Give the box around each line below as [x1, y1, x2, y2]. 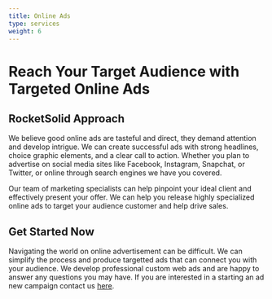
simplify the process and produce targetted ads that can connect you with [8, 255, 257, 265]
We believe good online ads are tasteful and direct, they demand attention [8, 134, 257, 143]
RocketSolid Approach [8, 112, 125, 125]
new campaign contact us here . [8, 281, 115, 291]
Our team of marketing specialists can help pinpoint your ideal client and [8, 184, 252, 194]
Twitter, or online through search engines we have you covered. [8, 168, 222, 178]
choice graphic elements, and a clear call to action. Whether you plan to [8, 151, 250, 160]
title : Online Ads [8, 11, 71, 20]
